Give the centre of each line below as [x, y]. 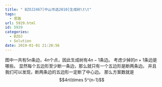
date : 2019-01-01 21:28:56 [32, 45]
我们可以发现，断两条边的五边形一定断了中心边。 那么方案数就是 [70, 72]
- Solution [20, 41]
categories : [17, 32]
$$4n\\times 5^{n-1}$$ [82, 80]
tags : [10, 14]
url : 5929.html [20, 23]
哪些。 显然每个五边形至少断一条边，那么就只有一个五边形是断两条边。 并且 [81, 66]
